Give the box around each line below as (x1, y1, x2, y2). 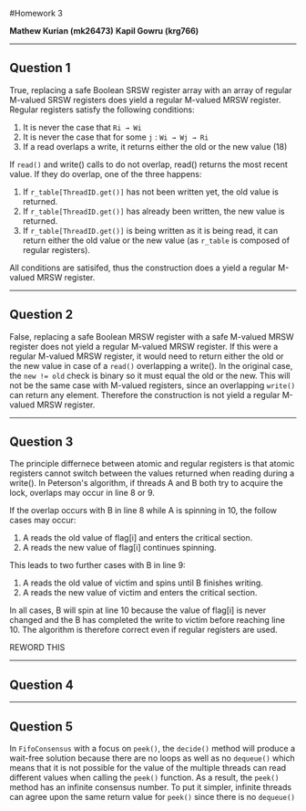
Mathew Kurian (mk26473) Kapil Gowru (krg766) (9, 26, 199, 36)
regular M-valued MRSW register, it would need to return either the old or (9, 351, 284, 362)
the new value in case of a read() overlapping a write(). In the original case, (9, 360, 293, 371)
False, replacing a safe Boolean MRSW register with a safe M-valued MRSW (9, 331, 294, 342)
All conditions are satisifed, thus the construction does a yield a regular (9, 262, 276, 273)
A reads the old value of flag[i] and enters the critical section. (22, 532, 253, 543)
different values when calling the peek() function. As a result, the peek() (9, 772, 280, 784)
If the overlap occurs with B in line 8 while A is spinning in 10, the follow (9, 505, 278, 516)
